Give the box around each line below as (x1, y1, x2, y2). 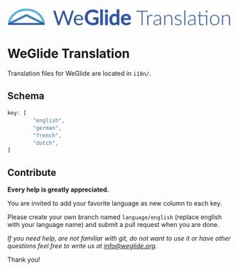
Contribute (7, 166, 57, 179)
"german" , (33, 124, 62, 131)
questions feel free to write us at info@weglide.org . (7, 242, 158, 250)
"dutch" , (33, 139, 59, 147)
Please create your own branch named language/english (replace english (7, 213, 222, 221)
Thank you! (7, 255, 40, 264)
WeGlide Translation (7, 45, 130, 62)
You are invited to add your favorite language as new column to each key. (7, 199, 222, 208)
